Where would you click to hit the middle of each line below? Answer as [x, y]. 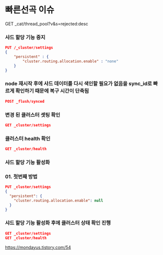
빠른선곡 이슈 [30, 10]
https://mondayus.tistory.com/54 [38, 247]
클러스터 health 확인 [28, 138]
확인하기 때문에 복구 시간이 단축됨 [52, 91]
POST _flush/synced [25, 101]
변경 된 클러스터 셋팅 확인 [33, 115]
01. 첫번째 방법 [21, 177]
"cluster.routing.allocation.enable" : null [59, 200]
